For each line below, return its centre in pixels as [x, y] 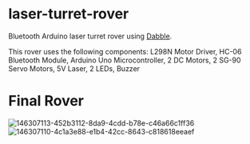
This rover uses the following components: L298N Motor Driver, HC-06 [125, 51]
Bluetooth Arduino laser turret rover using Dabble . [90, 36]
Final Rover [46, 101]
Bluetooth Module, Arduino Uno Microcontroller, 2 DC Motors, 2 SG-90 [125, 60]
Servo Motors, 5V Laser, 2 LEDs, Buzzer [74, 68]
